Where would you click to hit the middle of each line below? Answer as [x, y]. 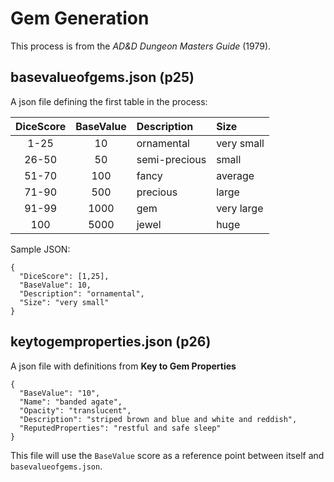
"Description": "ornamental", [82, 293]
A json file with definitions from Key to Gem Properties [123, 366]
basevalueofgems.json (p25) [102, 77]
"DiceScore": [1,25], [64, 276]
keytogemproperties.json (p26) [111, 342]
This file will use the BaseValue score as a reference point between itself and [167, 455]
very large [240, 208]
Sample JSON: [40, 249]
